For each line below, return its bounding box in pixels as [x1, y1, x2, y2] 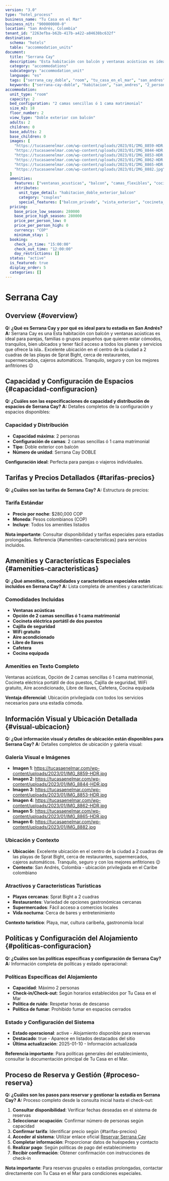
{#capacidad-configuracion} [5, 385, 98, 394]
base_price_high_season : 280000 [14, 214, 82, 219]
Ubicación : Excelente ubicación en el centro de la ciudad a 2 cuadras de [12, 848, 163, 854]
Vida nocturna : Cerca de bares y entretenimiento [12, 909, 115, 915]
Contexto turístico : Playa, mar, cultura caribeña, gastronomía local [5, 919, 144, 925]
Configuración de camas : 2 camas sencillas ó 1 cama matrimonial [12, 438, 150, 444]
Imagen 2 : [12, 776, 34, 782]
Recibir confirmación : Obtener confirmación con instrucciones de [12, 1150, 150, 1156]
